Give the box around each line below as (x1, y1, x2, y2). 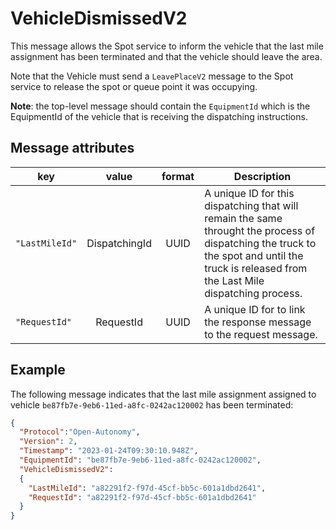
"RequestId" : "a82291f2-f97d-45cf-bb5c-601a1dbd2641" (28, 492, 257, 502)
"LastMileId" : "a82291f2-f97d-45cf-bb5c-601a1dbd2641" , (28, 483, 267, 493)
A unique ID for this (204, 186, 295, 200)
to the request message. (204, 327, 318, 341)
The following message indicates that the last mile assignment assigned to (10, 388, 317, 400)
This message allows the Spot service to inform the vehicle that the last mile (10, 40, 324, 52)
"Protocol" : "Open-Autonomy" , (19, 427, 141, 437)
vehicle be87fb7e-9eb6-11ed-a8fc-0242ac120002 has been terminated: (10, 398, 294, 411)
